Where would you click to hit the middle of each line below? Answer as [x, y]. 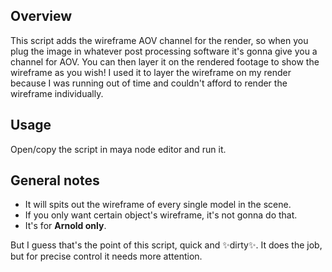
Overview [41, 16]
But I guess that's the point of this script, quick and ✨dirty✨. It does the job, [166, 245]
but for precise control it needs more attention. [106, 256]
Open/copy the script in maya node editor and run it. [118, 149]
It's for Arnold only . [65, 226]
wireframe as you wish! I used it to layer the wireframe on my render [151, 72]
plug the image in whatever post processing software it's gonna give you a [164, 51]
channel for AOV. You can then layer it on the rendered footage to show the [165, 61]
